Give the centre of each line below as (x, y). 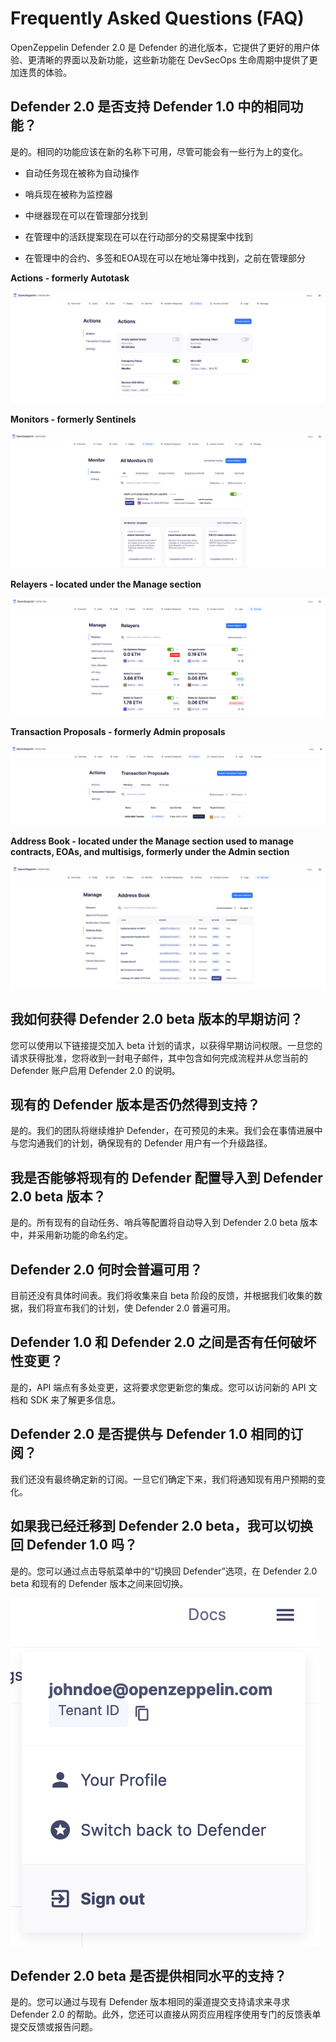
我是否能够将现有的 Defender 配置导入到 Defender (166, 1177)
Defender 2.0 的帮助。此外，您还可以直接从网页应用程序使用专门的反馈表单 (166, 2014)
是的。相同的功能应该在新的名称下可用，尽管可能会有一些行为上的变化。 (159, 151)
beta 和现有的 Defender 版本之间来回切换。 (99, 1583)
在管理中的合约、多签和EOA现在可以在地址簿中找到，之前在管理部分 (165, 258)
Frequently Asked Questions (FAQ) (157, 18)
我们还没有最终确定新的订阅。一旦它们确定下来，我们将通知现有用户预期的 (163, 1479)
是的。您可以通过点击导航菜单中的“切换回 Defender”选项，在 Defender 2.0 (164, 1571)
